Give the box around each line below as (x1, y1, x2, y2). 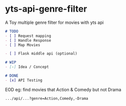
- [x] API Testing (5, 78, 42, 83)
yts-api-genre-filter (5, 3, 87, 15)
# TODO (5, 29, 19, 34)
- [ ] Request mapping (5, 33, 51, 38)
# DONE (5, 73, 19, 78)
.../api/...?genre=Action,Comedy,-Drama (5, 96, 89, 101)
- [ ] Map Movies (5, 42, 41, 47)
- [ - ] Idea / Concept (5, 65, 49, 70)
